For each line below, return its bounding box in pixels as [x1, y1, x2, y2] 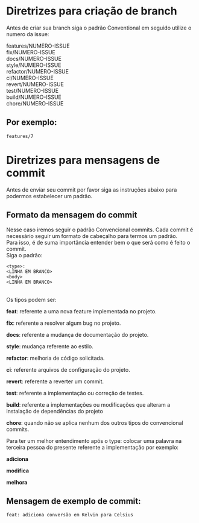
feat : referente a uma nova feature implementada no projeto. [6, 307, 157, 315]
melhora [6, 478, 28, 486]
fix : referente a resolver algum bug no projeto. [6, 319, 121, 327]
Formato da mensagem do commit [6, 210, 137, 221]
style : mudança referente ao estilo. [6, 342, 93, 350]
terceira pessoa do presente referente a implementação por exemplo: [6, 443, 179, 451]
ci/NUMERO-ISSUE [6, 74, 54, 81]
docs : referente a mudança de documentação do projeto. [6, 331, 149, 338]
